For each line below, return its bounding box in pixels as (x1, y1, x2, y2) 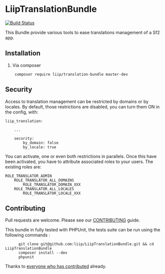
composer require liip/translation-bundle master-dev (14, 72, 128, 77)
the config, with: (5, 109, 39, 115)
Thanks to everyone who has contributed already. (5, 264, 107, 270)
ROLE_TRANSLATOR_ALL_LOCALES (14, 186, 74, 191)
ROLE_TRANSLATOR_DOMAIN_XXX (23, 182, 81, 187)
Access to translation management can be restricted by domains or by (5, 98, 149, 105)
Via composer (12, 62, 41, 68)
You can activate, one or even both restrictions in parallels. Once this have (5, 153, 157, 159)
